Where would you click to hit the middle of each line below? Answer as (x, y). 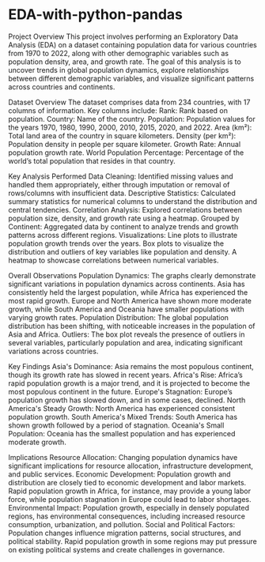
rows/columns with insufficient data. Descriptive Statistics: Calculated (122, 193)
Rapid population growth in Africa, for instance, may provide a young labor (130, 491)
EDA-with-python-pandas (96, 15)
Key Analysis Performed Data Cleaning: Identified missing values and (121, 176)
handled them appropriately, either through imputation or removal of (119, 184)
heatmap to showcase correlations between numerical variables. (114, 260)
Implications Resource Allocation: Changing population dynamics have (123, 457)
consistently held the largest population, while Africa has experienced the (128, 292)
